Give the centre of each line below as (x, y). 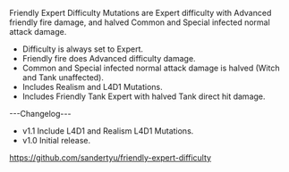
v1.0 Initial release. (56, 140)
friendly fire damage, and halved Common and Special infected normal (140, 22)
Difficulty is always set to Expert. (83, 49)
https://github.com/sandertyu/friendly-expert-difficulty (110, 158)
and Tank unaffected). (63, 78)
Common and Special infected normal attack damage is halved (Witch (151, 68)
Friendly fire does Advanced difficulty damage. (109, 58)
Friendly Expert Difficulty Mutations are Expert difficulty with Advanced (140, 13)
